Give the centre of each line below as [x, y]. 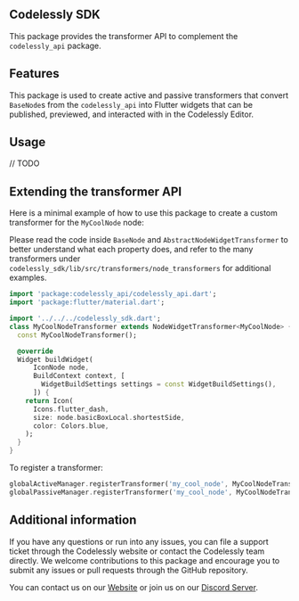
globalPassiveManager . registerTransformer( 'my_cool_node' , [121, 492]
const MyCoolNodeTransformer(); [77, 335]
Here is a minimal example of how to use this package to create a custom [143, 213]
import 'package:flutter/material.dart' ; [87, 302]
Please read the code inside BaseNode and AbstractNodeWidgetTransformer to [149, 240]
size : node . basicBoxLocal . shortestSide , [109, 417]
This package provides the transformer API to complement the [124, 36]
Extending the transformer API [96, 191]
